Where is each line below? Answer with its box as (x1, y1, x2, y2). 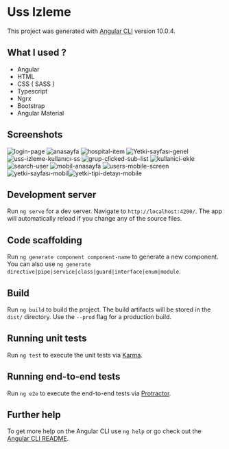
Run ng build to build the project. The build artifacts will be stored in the (7, 305, 211, 314)
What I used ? (7, 47, 67, 58)
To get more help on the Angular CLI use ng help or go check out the (7, 427, 202, 435)
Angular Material (16, 109, 64, 117)
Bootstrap (16, 101, 45, 110)
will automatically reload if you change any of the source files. (7, 215, 182, 223)
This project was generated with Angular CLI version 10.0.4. (7, 27, 176, 35)
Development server (7, 188, 97, 200)
